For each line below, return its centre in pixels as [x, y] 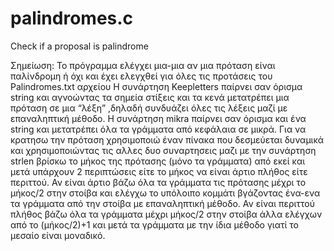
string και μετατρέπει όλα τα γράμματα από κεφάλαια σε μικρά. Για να [158, 129]
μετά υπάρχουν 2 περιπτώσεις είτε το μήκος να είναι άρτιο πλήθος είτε [159, 171]
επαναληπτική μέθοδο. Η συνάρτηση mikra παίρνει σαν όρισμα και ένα [158, 118]
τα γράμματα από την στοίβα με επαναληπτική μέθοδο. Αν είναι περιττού [163, 203]
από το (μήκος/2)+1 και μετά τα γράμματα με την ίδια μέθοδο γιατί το [154, 224]
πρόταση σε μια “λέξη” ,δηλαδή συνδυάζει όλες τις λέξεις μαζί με [149, 108]
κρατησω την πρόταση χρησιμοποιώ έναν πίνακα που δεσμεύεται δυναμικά [167, 139]
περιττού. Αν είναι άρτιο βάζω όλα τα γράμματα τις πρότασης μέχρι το [158, 182]
